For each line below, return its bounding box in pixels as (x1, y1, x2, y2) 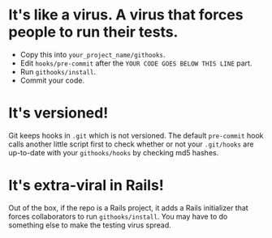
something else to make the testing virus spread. (8, 220, 172, 230)
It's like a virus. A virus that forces (8, 6, 244, 24)
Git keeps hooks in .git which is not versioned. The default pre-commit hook (8, 130, 264, 140)
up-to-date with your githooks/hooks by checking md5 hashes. (8, 147, 219, 157)
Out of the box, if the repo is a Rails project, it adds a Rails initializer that (8, 202, 249, 212)
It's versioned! (8, 104, 109, 122)
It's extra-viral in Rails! (8, 176, 164, 195)
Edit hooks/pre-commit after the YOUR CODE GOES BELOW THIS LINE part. (19, 58, 253, 68)
